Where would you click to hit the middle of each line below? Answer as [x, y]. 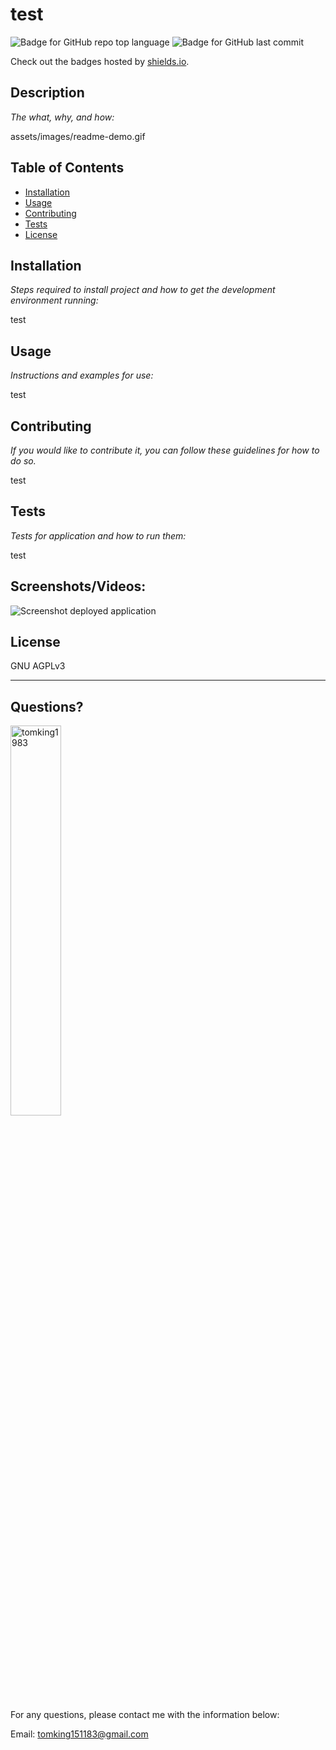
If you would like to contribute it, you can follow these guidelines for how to [165, 450]
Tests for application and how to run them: [98, 535]
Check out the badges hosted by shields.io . [100, 61]
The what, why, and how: [62, 117]
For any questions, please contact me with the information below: [145, 1715]
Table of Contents [67, 168]
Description [47, 93]
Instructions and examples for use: [82, 375]
